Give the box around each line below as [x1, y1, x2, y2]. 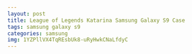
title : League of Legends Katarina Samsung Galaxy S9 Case [7, 17, 186, 24]
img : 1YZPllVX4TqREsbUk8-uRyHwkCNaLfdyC [7, 36, 129, 43]
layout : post [7, 10, 46, 18]
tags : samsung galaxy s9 [7, 23, 81, 30]
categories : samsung [7, 29, 69, 37]
